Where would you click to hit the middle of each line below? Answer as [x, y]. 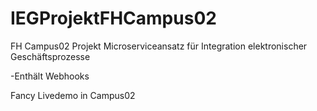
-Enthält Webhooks [50, 76]
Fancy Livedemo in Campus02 [73, 95]
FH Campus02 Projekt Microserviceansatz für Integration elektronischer [159, 46]
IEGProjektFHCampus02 [113, 18]
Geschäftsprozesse [50, 56]
